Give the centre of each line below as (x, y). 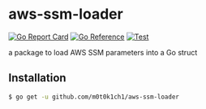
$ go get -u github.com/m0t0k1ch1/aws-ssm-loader (94, 97)
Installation (37, 78)
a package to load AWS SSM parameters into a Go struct (103, 52)
